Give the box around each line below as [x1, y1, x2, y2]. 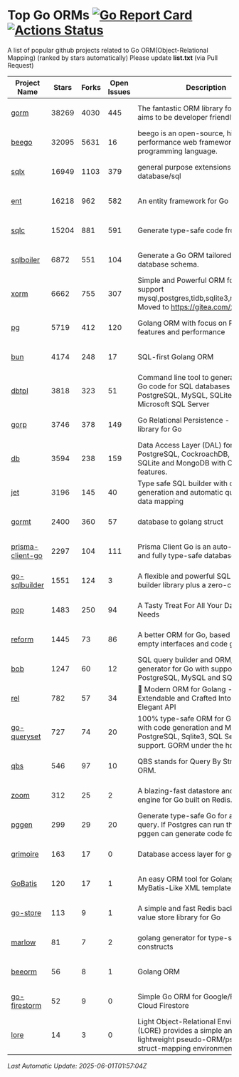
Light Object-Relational [137, 1016, 216, 1026]
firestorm [11, 1000, 42, 1010]
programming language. [137, 146, 218, 156]
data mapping [137, 496, 184, 506]
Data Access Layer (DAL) [137, 440, 222, 450]
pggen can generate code [137, 828, 224, 838]
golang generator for [137, 932, 207, 942]
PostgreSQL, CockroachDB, [137, 449, 230, 459]
